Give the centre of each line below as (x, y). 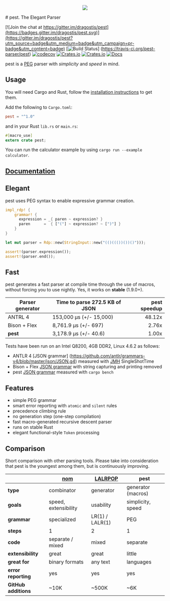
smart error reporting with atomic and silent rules (65, 406)
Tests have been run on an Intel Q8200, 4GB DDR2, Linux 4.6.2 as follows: (83, 346)
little (132, 553)
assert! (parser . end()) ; (30, 256)
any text (100, 561)
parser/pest (17, 54)
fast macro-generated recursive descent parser (62, 422)
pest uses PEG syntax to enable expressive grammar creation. (70, 201)
